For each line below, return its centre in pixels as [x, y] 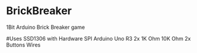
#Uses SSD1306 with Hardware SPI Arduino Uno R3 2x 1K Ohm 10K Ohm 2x [99, 38]
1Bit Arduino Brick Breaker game [45, 27]
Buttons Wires [23, 45]
